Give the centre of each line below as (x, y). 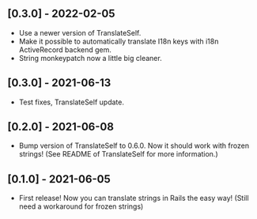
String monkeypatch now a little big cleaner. (91, 58)
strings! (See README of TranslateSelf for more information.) (118, 154)
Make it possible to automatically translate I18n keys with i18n (119, 41)
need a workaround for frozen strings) (81, 206)
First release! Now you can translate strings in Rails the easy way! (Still (134, 198)
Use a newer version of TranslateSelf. (80, 32)
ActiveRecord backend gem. (65, 49)
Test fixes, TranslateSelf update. (71, 102)
